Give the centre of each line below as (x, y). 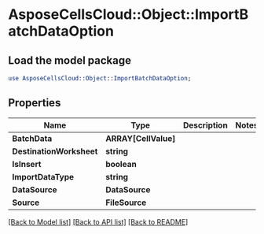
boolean (121, 164)
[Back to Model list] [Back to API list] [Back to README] (98, 221)
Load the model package (70, 60)
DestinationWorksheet (55, 151)
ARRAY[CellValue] (141, 138)
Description (205, 125)
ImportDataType (43, 176)
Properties (35, 103)
